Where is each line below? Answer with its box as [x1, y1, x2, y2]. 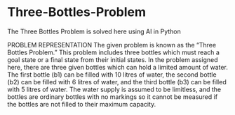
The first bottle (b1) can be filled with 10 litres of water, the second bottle [7, 70, 217, 79]
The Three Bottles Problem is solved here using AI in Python [7, 27, 181, 36]
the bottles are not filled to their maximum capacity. [7, 100, 156, 108]
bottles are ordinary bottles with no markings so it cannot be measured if [7, 92, 218, 101]
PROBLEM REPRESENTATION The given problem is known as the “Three [7, 40, 216, 49]
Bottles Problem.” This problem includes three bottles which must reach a [7, 48, 220, 56]
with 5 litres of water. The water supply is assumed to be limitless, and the [7, 85, 222, 93]
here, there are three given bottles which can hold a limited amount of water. [7, 63, 228, 71]
